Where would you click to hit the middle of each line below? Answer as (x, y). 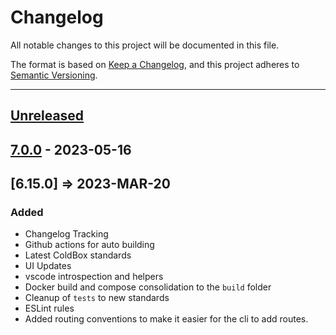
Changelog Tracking (66, 234)
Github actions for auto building (89, 245)
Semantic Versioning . (54, 75)
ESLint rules (49, 308)
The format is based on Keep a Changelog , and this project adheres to (155, 64)
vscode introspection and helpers (94, 277)
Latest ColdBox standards (78, 255)
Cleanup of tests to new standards (97, 298)
